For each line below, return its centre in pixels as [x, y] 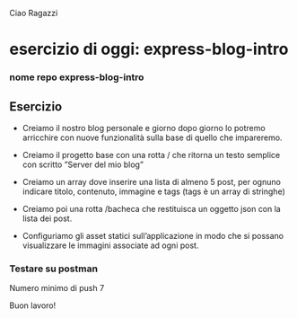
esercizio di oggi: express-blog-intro [149, 49]
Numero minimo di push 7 [57, 288]
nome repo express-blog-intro [77, 77]
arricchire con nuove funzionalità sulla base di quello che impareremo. [152, 137]
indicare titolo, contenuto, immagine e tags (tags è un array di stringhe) [153, 191]
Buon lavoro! [33, 305]
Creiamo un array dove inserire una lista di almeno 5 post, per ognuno [151, 181]
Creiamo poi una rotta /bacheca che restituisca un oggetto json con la [151, 208]
